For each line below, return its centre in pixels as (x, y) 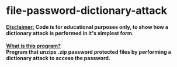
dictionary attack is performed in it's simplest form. (70, 33)
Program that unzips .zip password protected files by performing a (88, 52)
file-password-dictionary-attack (87, 11)
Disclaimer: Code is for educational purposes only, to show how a (87, 27)
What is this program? (34, 46)
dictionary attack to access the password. (58, 58)
